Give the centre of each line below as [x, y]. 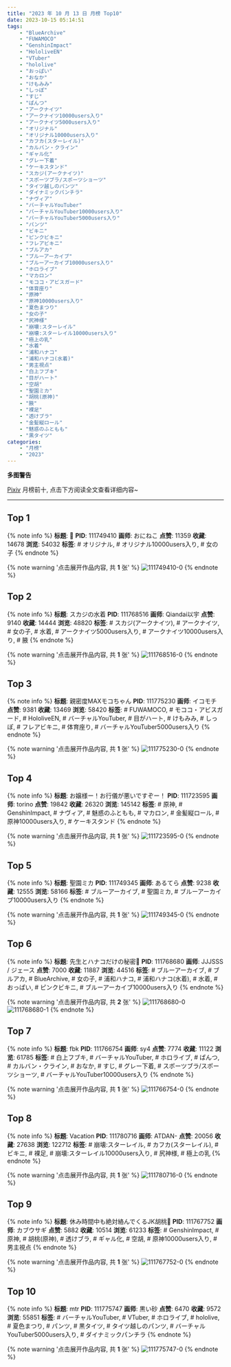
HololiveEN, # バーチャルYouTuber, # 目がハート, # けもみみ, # [116, 719]
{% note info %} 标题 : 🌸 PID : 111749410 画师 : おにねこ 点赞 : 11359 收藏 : [107, 535]
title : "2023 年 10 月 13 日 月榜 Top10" [65, 13]
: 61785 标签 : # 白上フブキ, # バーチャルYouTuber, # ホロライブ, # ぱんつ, [117, 1057]
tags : [15, 26]
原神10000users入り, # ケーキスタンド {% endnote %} [84, 822]
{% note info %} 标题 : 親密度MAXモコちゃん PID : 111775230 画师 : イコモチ [112, 701]
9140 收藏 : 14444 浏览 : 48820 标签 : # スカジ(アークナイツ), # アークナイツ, [113, 622]
